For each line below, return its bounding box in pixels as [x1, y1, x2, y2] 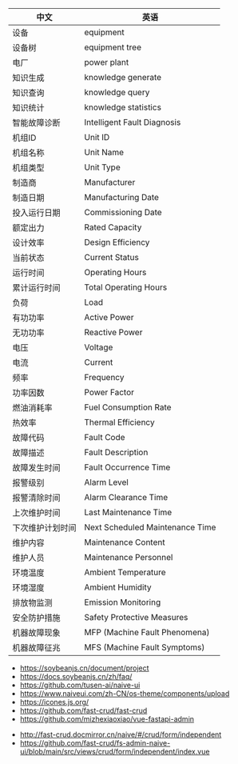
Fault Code [84, 432, 125, 442]
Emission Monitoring [84, 597, 161, 607]
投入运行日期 [12, 207, 61, 218]
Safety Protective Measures [84, 612, 188, 622]
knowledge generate [84, 72, 162, 82]
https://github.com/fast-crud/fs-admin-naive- [19, 738, 171, 747]
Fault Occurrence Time [84, 462, 171, 473]
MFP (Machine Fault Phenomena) [84, 627, 210, 638]
